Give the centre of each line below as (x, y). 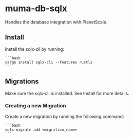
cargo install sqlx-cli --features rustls (49, 62)
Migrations (22, 82)
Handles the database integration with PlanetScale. (56, 22)
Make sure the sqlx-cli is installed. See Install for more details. (67, 93)
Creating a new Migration (36, 106)
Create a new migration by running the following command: (65, 116)
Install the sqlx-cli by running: (35, 49)
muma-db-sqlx (36, 9)
